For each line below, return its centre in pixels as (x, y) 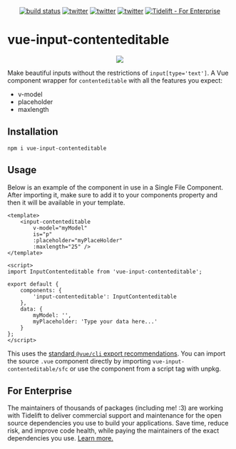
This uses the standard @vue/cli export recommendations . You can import (117, 353)
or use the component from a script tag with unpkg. (145, 368)
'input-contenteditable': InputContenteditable (105, 296)
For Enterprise (40, 391)
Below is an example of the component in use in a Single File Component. (115, 187)
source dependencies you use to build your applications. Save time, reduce (118, 423)
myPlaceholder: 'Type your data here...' (96, 321)
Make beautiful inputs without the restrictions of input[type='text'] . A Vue (118, 73)
